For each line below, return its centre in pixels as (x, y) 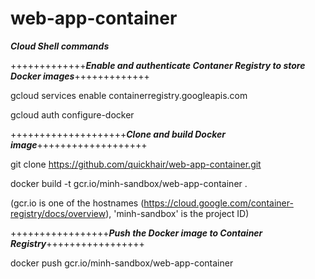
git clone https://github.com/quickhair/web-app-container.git (136, 164)
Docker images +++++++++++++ (80, 76)
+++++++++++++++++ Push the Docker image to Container (136, 233)
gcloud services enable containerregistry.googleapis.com (129, 95)
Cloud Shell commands (60, 46)
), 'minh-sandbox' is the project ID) (177, 213)
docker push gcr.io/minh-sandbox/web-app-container (122, 263)
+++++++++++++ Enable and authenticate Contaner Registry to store (158, 65)
